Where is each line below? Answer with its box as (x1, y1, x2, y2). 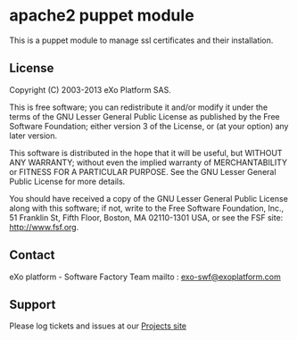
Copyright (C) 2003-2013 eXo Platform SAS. (9, 84, 172, 95)
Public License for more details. (9, 176, 126, 187)
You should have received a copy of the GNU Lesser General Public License (9, 193, 288, 203)
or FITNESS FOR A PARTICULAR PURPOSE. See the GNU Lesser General (9, 166, 276, 177)
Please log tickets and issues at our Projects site (9, 320, 187, 331)
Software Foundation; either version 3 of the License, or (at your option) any (9, 120, 289, 131)
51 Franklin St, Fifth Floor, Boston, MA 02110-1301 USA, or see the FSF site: (9, 211, 284, 223)
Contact (9, 247, 55, 263)
